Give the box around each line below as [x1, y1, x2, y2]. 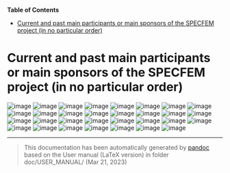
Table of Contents [7, 6, 60, 14]
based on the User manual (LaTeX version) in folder [23, 150, 169, 159]
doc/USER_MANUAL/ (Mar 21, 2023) [23, 157, 127, 166]
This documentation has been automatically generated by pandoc [23, 143, 210, 151]
